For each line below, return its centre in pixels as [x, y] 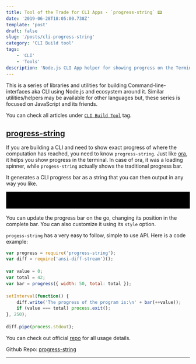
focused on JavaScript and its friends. [52, 104]
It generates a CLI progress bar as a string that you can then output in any [95, 178]
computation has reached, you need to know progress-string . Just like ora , [97, 154]
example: [17, 241]
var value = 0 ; [24, 272]
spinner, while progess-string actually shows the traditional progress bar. [94, 166]
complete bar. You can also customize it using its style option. [81, 224]
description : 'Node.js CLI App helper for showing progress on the [90, 68]
